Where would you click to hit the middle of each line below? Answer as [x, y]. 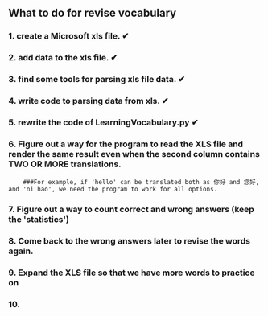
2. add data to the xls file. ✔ [63, 58]
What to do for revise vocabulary [93, 13]
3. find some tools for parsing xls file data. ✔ [97, 80]
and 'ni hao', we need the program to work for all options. [113, 189]
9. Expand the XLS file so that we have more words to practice [132, 273]
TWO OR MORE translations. [65, 164]
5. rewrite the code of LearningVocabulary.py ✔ [103, 122]
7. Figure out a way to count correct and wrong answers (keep [132, 210]
